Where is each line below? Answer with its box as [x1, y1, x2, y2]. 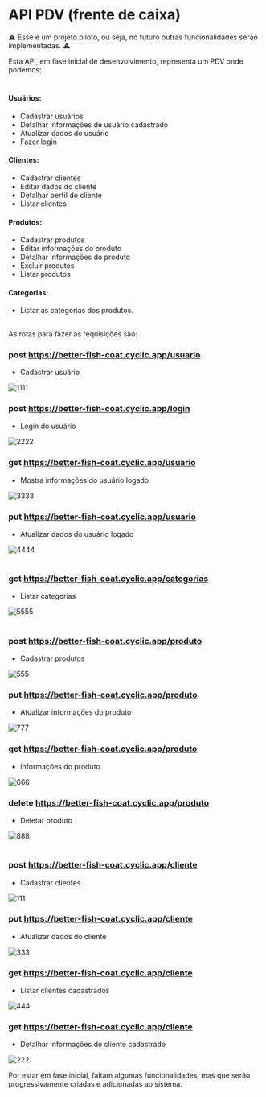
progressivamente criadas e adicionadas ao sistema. [8, 1079, 183, 1089]
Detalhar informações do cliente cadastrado [19, 1040, 166, 1050]
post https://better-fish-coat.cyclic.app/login [8, 402, 190, 414]
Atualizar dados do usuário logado [19, 529, 134, 538]
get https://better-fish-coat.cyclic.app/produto [8, 743, 198, 754]
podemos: [8, 64, 42, 74]
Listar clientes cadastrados [19, 986, 110, 996]
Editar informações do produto [19, 244, 122, 254]
